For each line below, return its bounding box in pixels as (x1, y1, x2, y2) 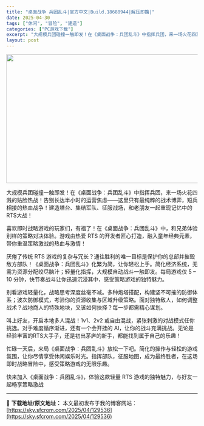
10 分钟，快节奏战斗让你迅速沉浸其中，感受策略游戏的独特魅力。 (6, 275, 168, 283)
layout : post (6, 37, 39, 43)
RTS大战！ (6, 211, 33, 219)
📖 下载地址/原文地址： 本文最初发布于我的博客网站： (6, 400, 138, 406)
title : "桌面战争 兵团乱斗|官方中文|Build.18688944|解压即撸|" (6, 9, 155, 15)
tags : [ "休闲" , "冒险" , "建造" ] (6, 20, 83, 26)
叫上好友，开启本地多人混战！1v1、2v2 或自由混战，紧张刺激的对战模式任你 (6, 317, 195, 324)
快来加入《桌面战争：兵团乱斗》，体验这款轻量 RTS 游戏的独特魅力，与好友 (6, 373, 192, 380)
